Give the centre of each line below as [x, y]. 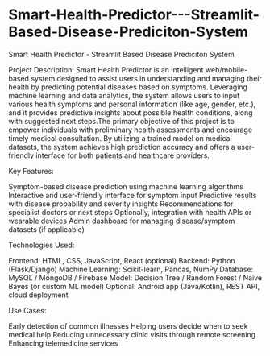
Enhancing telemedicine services [63, 343]
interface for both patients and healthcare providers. [123, 155]
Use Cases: [27, 310]
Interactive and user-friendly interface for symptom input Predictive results [133, 195]
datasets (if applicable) [46, 229]
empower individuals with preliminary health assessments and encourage [130, 130]
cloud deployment [38, 295]
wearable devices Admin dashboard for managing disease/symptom [122, 221]
